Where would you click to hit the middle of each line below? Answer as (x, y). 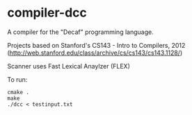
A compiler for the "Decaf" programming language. (81, 32)
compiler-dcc (47, 13)
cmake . (18, 92)
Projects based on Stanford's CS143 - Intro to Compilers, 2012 (96, 45)
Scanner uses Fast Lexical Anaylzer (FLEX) (69, 66)
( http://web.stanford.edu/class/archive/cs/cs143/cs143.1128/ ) (95, 53)
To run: (17, 79)
